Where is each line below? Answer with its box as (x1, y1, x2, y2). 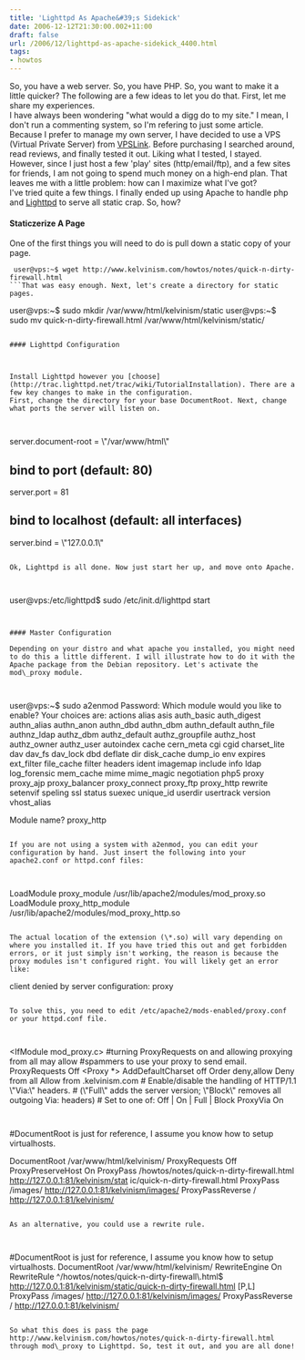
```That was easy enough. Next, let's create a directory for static (9, 281, 280, 291)
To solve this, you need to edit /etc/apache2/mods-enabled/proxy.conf (9, 1006, 287, 1016)
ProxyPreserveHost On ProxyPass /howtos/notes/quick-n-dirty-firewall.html (9, 1165, 294, 1176)
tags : (9, 47, 30, 56)
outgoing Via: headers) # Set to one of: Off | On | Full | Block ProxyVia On (9, 1094, 284, 1105)
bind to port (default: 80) (9, 462, 153, 478)
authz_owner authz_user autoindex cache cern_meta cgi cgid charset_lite (9, 739, 285, 750)
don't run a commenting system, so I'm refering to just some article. (9, 119, 264, 130)
